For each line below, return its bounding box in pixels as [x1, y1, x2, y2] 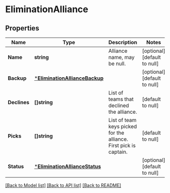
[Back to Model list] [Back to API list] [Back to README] [5, 182, 121, 188]
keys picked [108, 123, 137, 130]
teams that [108, 95, 134, 103]
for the [108, 130, 124, 136]
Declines [8, 99, 29, 106]
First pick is [108, 142, 136, 149]
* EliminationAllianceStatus [34, 163, 101, 170]
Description [108, 39, 138, 46]
